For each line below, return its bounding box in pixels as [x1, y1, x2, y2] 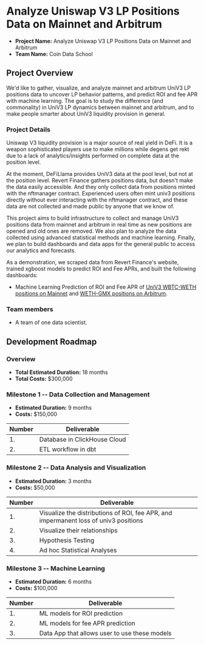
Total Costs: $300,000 [15, 375, 73, 382]
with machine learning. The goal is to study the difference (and [6, 97, 164, 104]
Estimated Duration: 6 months [15, 577, 92, 585]
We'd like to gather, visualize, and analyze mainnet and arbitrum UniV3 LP [6, 84, 191, 91]
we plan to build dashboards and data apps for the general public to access [6, 241, 195, 248]
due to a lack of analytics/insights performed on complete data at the [6, 152, 179, 160]
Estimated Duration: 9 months [15, 404, 92, 412]
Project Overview [6, 68, 73, 79]
